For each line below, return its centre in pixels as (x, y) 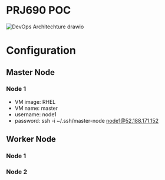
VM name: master (36, 108)
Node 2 (17, 172)
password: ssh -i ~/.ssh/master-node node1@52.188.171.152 (87, 120)
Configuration (41, 50)
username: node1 (36, 114)
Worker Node (31, 139)
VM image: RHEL (35, 102)
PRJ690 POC (39, 10)
